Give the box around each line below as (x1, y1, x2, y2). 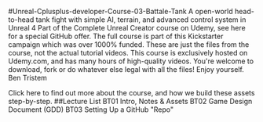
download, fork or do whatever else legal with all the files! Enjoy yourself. (8, 65, 245, 74)
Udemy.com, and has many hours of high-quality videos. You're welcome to (8, 56, 254, 66)
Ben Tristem (8, 74, 47, 82)
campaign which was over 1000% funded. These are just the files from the (8, 40, 250, 49)
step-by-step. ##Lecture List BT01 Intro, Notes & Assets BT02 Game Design (8, 97, 253, 106)
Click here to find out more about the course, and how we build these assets (8, 88, 255, 97)
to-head (8, 15, 35, 24)
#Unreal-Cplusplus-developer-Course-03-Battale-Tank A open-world (8, 7, 233, 16)
